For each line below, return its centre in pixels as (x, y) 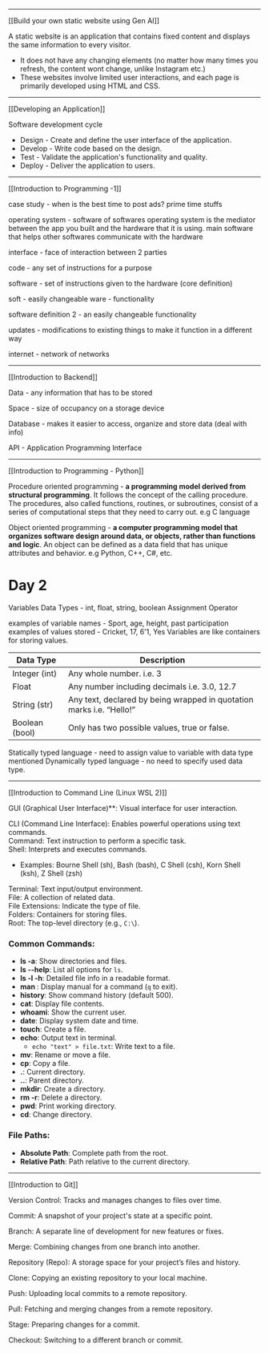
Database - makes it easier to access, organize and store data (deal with (128, 423)
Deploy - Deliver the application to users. (87, 166)
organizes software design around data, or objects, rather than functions (132, 536)
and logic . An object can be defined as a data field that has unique (118, 545)
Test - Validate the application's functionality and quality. (114, 157)
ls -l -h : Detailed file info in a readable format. (95, 978)
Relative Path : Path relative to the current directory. (105, 1161)
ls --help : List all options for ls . (71, 970)
